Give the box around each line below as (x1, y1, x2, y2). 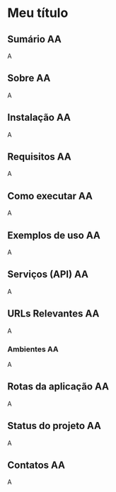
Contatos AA (7, 459, 66, 471)
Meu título (7, 5, 69, 21)
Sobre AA (7, 72, 51, 84)
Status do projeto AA (7, 420, 101, 432)
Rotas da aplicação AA (7, 380, 110, 393)
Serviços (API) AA (7, 269, 89, 281)
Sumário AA (7, 33, 62, 45)
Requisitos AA (7, 151, 72, 163)
